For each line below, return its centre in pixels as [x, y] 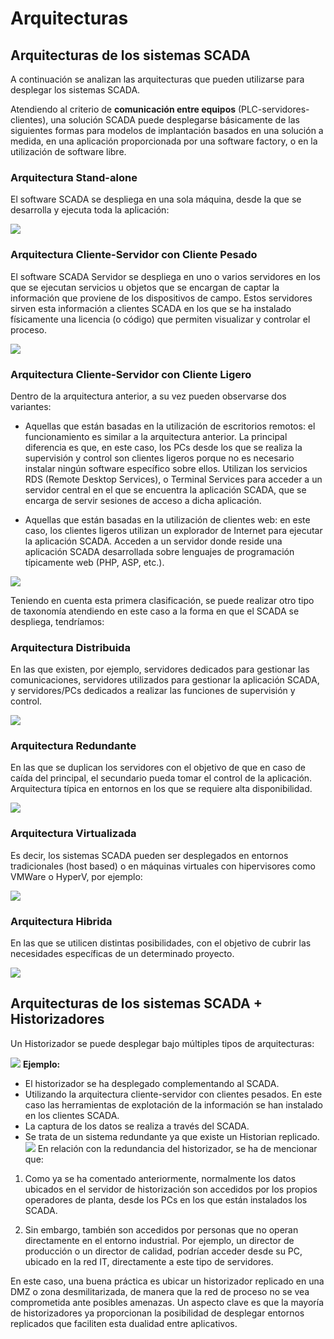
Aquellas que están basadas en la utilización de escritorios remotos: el [170, 426]
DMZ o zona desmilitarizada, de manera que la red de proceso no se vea [160, 1291]
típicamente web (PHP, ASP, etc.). [94, 562]
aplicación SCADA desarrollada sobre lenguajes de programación [159, 551]
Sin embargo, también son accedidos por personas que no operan [161, 1229]
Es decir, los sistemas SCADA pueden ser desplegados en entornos [149, 855]
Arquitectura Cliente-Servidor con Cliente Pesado [134, 255]
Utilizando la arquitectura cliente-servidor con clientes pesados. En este [173, 1094]
